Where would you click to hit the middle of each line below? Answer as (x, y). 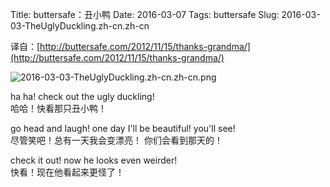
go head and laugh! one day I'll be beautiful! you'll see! (123, 128)
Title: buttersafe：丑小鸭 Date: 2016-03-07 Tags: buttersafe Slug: (145, 14)
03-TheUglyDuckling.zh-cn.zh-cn (80, 26)
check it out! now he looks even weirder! (94, 160)
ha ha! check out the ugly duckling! (82, 96)
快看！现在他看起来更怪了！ (67, 172)
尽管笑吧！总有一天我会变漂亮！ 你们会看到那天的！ (116, 140)
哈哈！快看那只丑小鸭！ (58, 108)
